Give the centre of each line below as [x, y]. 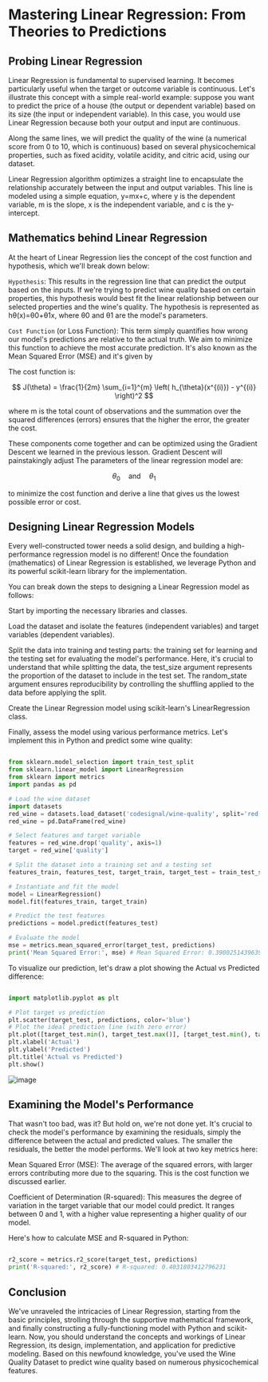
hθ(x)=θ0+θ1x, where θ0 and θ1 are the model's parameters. [108, 315]
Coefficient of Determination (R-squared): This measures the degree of [125, 1197]
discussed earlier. [37, 1182]
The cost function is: [42, 371]
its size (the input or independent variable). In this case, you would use [124, 114]
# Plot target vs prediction [57, 1012]
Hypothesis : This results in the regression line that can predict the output [127, 281]
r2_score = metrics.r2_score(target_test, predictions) [103, 1260]
